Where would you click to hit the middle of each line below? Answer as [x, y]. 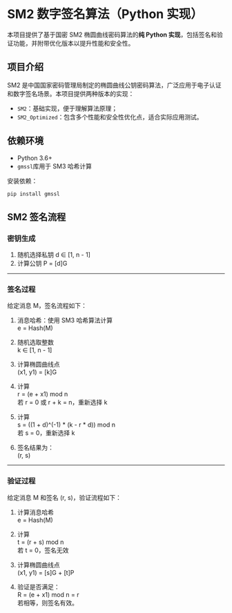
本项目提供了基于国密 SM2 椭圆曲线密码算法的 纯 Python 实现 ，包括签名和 [112, 35]
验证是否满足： [38, 587]
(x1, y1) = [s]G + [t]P [46, 572]
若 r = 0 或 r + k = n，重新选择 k [62, 402]
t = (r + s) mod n [40, 542]
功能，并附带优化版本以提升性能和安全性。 [74, 43]
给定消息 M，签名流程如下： [47, 306]
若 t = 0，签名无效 [43, 550]
